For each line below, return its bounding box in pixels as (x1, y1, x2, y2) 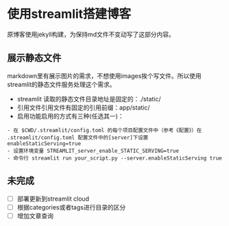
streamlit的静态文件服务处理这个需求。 (7, 80, 116, 88)
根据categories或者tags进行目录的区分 (16, 203, 126, 211)
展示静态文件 (7, 52, 62, 64)
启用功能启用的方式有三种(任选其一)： (16, 112, 125, 120)
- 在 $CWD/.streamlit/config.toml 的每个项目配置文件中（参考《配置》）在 (7, 127, 202, 134)
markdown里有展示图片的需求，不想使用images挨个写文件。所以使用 (7, 71, 202, 79)
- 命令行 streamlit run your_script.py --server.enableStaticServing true (7, 155, 222, 162)
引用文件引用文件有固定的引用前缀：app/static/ (16, 103, 150, 112)
